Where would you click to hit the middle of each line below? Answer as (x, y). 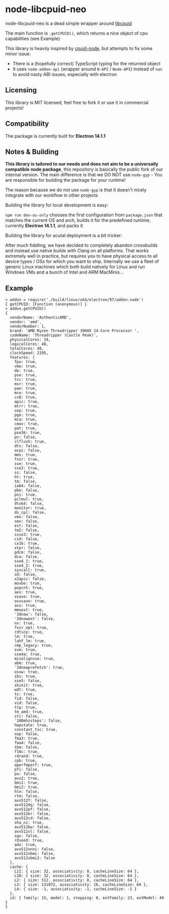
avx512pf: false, (33, 809)
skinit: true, (29, 685)
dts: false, (27, 446)
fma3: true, (27, 739)
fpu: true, (26, 362)
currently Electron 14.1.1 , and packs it (44, 226)
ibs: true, (26, 677)
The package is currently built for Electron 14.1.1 (55, 136)
